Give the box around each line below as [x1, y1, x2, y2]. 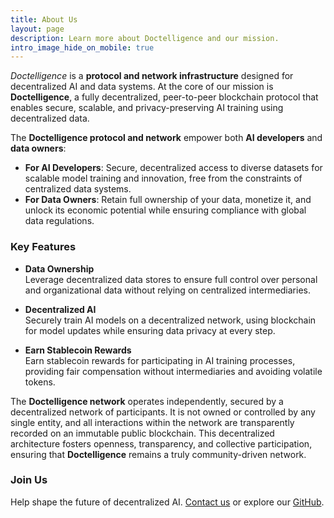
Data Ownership [24, 262, 95, 275]
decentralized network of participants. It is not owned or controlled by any [10, 406, 316, 418]
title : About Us [10, 14, 78, 25]
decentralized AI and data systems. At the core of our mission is [10, 81, 274, 93]
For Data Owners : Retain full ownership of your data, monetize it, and [24, 194, 312, 206]
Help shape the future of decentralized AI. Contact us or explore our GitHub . [10, 496, 325, 508]
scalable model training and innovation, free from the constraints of [24, 172, 303, 185]
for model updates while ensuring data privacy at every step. [24, 324, 276, 336]
